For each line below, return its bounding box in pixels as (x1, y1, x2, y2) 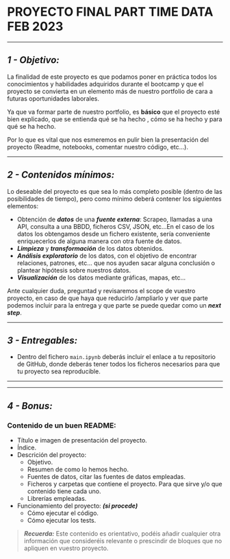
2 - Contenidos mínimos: (7, 169, 115, 181)
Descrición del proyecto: (16, 451, 87, 459)
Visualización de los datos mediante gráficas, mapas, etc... (16, 273, 186, 282)
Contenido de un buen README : (7, 421, 116, 430)
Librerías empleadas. (27, 495, 87, 503)
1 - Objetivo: (7, 54, 60, 66)
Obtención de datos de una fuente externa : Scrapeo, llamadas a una (16, 215, 213, 223)
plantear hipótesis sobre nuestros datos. (16, 266, 131, 274)
